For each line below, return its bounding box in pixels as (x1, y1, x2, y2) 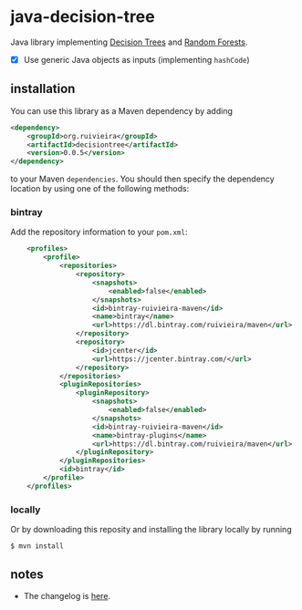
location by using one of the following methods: (10, 183, 190, 194)
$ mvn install (10, 542, 65, 551)
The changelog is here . (23, 590, 111, 601)
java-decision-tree (10, 6, 155, 27)
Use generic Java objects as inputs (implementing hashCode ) (23, 54, 250, 65)
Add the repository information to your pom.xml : (10, 226, 188, 238)
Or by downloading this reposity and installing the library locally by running (10, 524, 292, 535)
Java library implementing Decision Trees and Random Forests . (10, 36, 248, 47)
